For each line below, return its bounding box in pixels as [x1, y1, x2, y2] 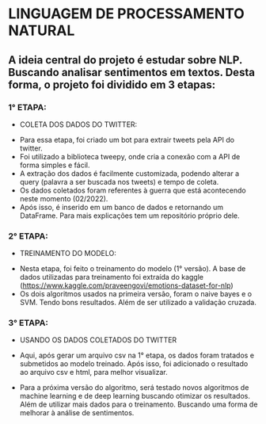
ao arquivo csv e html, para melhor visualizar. [19, 368, 168, 377]
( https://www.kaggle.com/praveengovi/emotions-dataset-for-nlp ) [19, 281, 234, 290]
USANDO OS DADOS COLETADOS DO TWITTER [19, 335, 177, 345]
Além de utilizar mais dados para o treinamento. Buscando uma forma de [19, 399, 258, 409]
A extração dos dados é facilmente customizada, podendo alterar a [19, 168, 240, 178]
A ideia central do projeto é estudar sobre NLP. [8, 53, 243, 67]
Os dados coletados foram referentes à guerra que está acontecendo [19, 185, 247, 195]
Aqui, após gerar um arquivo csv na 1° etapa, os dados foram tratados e [19, 350, 255, 361]
